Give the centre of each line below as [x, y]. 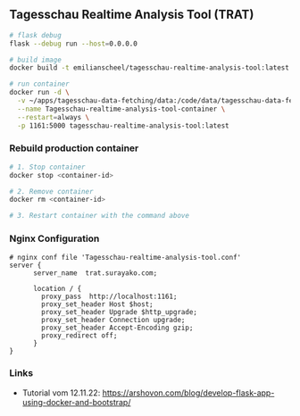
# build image [36, 60]
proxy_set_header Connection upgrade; [113, 320]
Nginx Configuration [54, 238]
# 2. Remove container [51, 191]
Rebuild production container [74, 148]
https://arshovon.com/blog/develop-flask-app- [188, 393]
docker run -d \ [39, 93]
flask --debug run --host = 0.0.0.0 [74, 44]
